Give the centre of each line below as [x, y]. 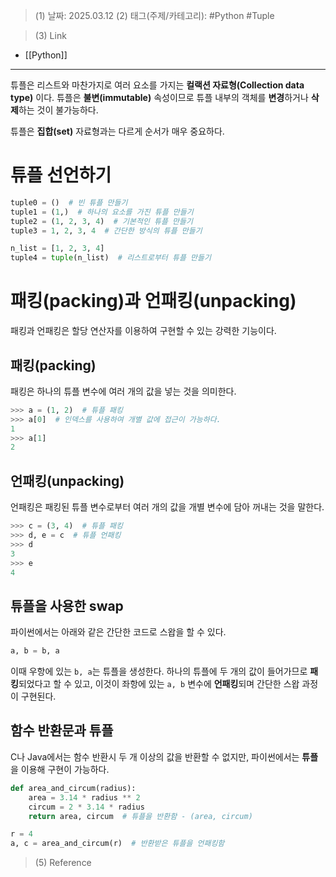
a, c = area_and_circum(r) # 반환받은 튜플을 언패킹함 [117, 844]
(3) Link [50, 35]
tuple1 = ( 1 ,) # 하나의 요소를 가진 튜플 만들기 [102, 212]
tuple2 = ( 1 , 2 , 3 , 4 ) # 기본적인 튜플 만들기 [101, 221]
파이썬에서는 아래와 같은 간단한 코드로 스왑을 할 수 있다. [118, 632]
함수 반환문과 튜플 [62, 730]
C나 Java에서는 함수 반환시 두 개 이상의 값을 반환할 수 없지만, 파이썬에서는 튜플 [164, 756]
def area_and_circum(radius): [73, 788]
